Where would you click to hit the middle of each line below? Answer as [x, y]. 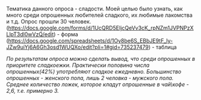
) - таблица [162, 47]
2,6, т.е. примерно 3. [32, 91]
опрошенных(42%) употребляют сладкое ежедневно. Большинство [94, 71]
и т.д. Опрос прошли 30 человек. [49, 21]
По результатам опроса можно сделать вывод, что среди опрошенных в [101, 59]
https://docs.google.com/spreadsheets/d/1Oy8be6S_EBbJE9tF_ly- [91, 41]
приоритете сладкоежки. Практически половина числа [78, 65]
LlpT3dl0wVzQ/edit [30, 34]
